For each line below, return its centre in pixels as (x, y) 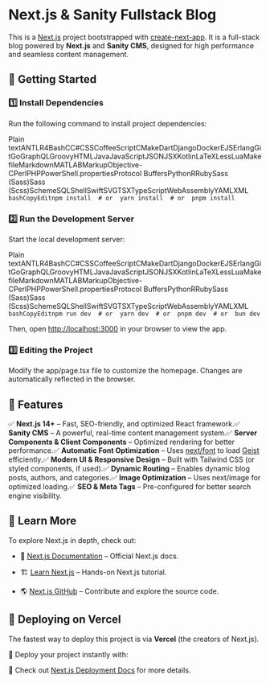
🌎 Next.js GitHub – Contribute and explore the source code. (119, 591)
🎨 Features (36, 404)
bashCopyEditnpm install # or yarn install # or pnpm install (122, 198)
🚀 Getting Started (53, 79)
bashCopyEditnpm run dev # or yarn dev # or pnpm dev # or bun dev (135, 314)
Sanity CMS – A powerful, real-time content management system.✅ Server (133, 433)
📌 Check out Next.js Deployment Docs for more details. (100, 670)
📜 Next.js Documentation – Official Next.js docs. (99, 556)
